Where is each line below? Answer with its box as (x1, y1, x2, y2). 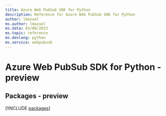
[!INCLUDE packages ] (5, 105, 50, 111)
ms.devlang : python (5, 35, 46, 40)
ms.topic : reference (5, 30, 48, 35)
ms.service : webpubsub (5, 40, 52, 45)
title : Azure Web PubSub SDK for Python (5, 7, 91, 12)
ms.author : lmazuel (5, 21, 46, 26)
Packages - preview (5, 92, 68, 100)
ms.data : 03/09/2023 (5, 26, 48, 31)
